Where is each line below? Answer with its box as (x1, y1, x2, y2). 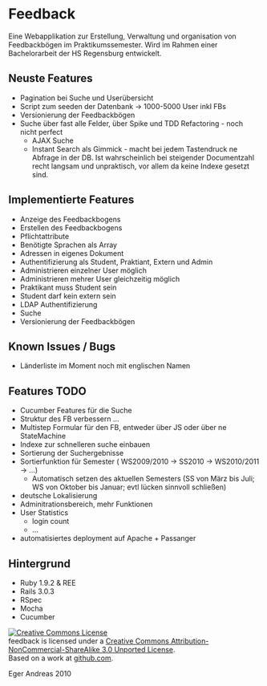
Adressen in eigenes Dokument (19, 248, 124, 258)
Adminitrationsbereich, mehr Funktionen (19, 499, 153, 509)
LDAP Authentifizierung (19, 299, 98, 309)
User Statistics (19, 508, 69, 518)
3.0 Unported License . (101, 645, 176, 654)
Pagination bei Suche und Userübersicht (19, 93, 154, 103)
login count (31, 517, 70, 526)
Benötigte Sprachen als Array (19, 240, 118, 250)
